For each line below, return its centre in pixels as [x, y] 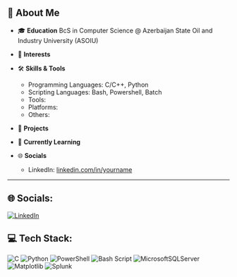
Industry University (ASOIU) [58, 40]
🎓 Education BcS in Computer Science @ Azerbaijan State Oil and [115, 30]
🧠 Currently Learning [49, 142]
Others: [39, 114]
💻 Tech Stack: [40, 239]
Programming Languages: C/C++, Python [88, 85]
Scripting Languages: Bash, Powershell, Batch [95, 92]
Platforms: [43, 107]
